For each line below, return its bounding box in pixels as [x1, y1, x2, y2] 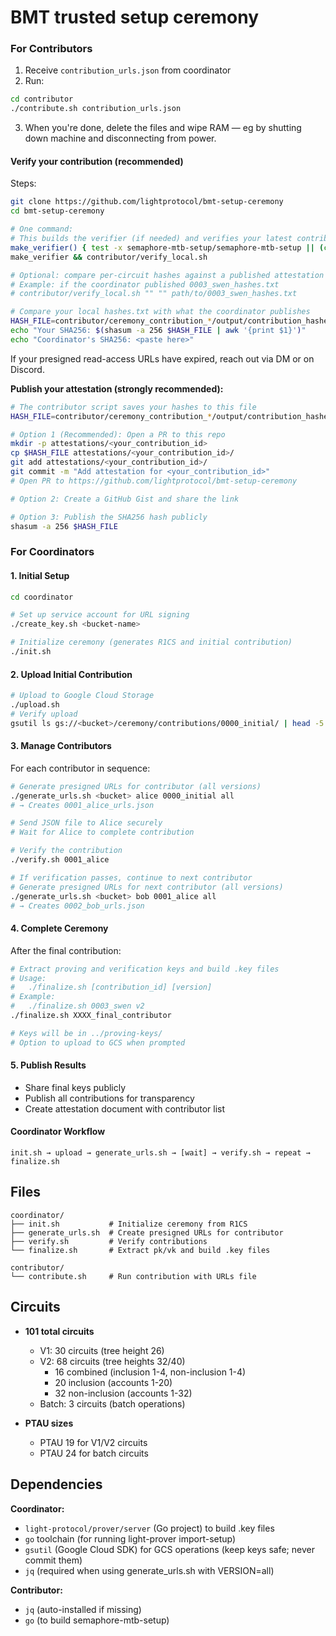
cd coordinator [10, 592, 74, 602]
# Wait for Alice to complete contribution [10, 827, 195, 838]
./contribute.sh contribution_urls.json [10, 104, 182, 114]
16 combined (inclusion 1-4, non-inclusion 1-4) [54, 1366, 247, 1378]
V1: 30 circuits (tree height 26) [39, 1344, 165, 1356]
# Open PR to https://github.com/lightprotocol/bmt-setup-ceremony [10, 476, 298, 486]
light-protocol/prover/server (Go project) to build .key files [24, 1522, 275, 1534]
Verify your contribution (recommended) [10, 155, 184, 167]
